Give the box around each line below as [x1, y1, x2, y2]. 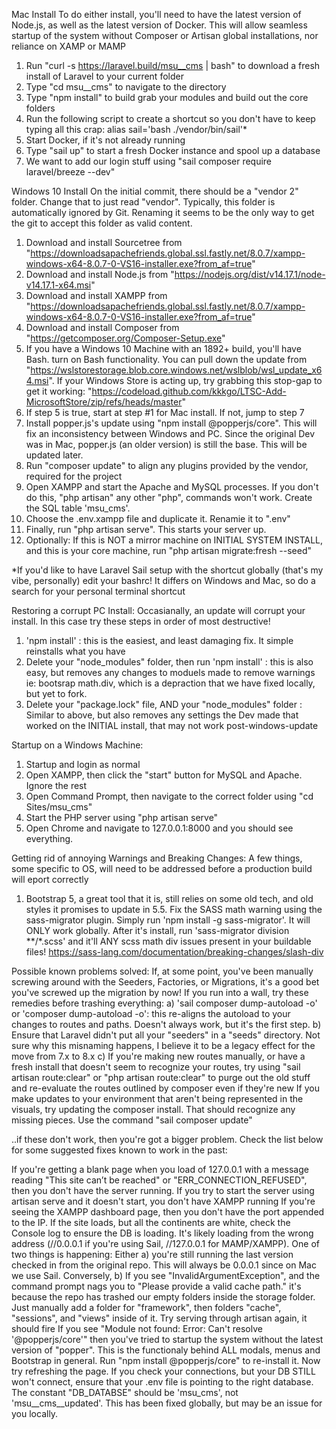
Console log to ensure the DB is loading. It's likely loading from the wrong [11, 1227, 314, 1239]
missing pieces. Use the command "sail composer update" [11, 1114, 253, 1126]
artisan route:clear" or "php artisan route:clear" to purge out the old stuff [11, 1072, 311, 1083]
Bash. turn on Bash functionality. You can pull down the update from [25, 354, 308, 365]
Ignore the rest [25, 780, 88, 791]
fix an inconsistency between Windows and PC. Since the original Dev [25, 428, 316, 439]
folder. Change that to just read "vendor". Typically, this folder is [11, 196, 276, 208]
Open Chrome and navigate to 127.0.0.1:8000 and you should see [25, 822, 294, 834]
